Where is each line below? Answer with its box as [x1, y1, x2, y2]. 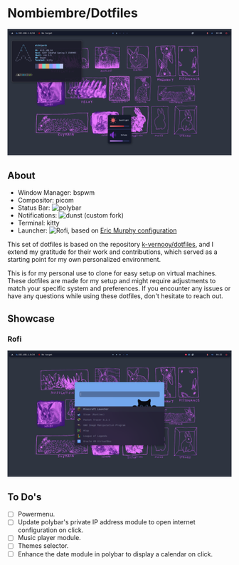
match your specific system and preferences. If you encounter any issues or [7, 284, 231, 293]
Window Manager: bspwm [17, 188, 95, 197]
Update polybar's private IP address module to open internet [17, 518, 196, 526]
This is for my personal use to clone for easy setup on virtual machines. [7, 269, 217, 278]
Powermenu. [17, 510, 55, 519]
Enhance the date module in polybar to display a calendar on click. [17, 549, 213, 558]
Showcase [7, 312, 55, 325]
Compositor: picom [17, 196, 75, 205]
